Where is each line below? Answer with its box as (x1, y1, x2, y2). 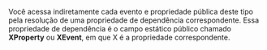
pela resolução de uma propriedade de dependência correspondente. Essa (8, 15, 260, 25)
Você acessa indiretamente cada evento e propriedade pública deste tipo (8, 7, 254, 16)
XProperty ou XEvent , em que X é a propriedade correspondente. (8, 32, 230, 42)
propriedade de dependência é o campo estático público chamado (8, 24, 231, 33)
